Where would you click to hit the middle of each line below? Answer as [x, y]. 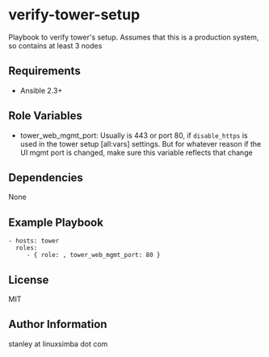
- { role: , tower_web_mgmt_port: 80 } [93, 255]
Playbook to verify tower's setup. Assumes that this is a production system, [134, 37]
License [29, 280]
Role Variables [45, 116]
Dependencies [46, 178]
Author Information [58, 324]
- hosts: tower [34, 241]
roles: [27, 248]
